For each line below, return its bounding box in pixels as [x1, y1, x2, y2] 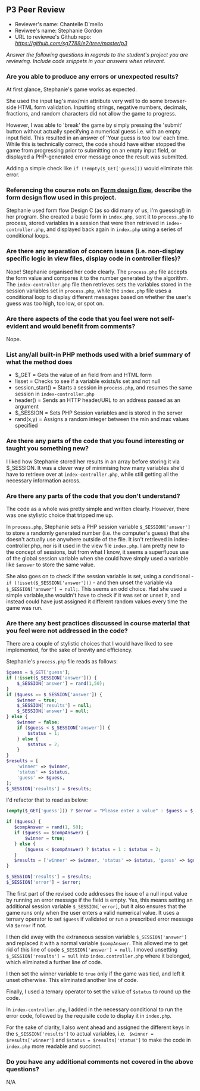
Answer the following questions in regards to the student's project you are [6, 51, 189, 58]
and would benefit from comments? [29, 322, 136, 330]
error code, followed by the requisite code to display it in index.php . [6, 1012, 171, 1019]
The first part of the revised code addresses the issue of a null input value [6, 890, 187, 897]
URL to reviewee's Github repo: [14, 33, 92, 40]
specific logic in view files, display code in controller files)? [6, 254, 181, 263]
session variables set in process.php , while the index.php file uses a [6, 287, 171, 294]
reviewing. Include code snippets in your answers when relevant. [6, 57, 165, 64]
